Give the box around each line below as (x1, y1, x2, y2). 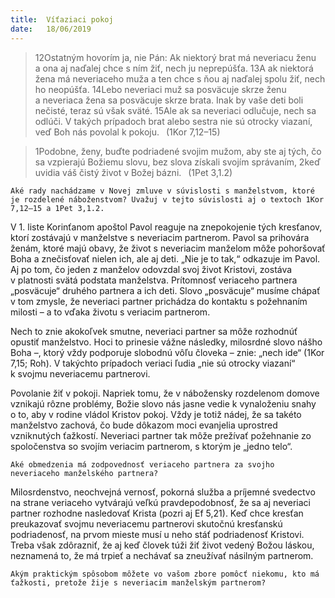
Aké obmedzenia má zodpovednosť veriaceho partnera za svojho (10, 459, 275, 470)
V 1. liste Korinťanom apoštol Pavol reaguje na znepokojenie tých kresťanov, (10, 221, 323, 233)
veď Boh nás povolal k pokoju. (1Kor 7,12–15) (34, 126, 221, 138)
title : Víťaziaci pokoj (10, 14, 114, 25)
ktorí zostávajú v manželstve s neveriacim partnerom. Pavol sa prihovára (10, 231, 310, 243)
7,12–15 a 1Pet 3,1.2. (10, 203, 105, 213)
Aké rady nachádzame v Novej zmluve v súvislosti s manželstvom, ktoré (10, 186, 315, 196)
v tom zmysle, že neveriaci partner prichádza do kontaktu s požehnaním (10, 295, 308, 307)
